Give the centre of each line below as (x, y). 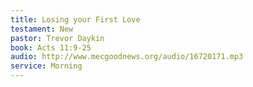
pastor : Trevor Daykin (57, 38)
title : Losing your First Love (75, 19)
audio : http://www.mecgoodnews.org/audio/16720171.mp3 (127, 57)
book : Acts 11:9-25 (51, 47)
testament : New (42, 29)
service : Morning (46, 66)
